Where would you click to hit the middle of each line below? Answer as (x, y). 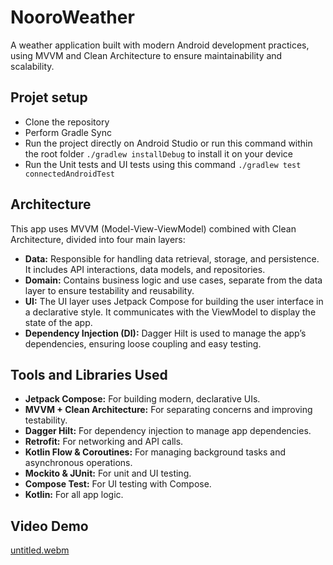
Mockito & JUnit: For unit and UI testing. (108, 473)
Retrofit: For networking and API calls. (104, 442)
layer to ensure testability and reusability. (109, 290)
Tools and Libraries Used (89, 374)
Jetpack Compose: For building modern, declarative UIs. (142, 399)
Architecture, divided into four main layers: (98, 239)
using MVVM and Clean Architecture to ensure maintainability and (146, 55)
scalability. (32, 66)
